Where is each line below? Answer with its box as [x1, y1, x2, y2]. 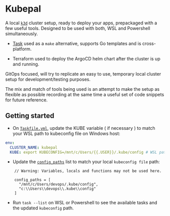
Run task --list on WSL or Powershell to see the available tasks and [12, 200, 158, 206]
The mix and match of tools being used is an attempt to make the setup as [5, 86, 160, 92]
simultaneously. [5, 30, 38, 37]
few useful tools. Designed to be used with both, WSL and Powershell [5, 25, 151, 31]
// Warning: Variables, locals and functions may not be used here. [14, 168, 162, 174]
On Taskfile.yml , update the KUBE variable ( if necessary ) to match [12, 125, 155, 131]
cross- [142, 40, 156, 46]
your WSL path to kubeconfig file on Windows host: [12, 130, 120, 136]
